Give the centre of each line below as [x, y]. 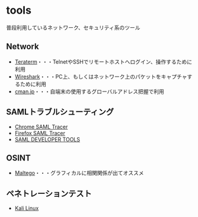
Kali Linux [27, 208]
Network [23, 47]
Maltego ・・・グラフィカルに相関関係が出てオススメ [79, 173]
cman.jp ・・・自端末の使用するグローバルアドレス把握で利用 [90, 91]
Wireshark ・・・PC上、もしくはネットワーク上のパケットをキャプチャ [101, 76]
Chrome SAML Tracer [41, 127]
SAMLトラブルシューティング [60, 112]
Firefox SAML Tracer [40, 133]
